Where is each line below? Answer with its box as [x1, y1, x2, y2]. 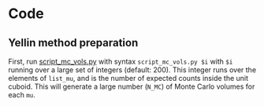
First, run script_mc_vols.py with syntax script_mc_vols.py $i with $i [8, 57, 233, 66]
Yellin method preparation [8, 36, 139, 49]
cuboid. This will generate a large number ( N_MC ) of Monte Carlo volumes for [8, 82, 255, 91]
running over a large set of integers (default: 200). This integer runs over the [8, 65, 257, 75]
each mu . [8, 90, 35, 99]
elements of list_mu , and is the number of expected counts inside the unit [8, 74, 249, 82]
